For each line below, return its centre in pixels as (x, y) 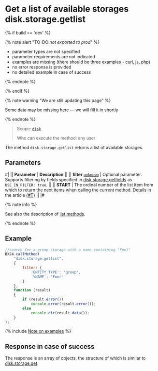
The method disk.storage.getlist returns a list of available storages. (74, 147)
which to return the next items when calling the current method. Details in (78, 190)
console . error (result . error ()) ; (63, 304)
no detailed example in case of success (51, 72)
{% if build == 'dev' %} (28, 33)
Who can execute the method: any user (56, 138)
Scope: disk (29, 128)
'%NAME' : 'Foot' (47, 277)
